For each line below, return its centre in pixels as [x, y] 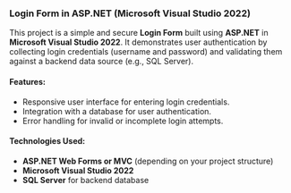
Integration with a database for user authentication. [117, 111]
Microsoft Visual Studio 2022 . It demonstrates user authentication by [138, 42]
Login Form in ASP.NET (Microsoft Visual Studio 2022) [130, 13]
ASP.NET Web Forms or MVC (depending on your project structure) [148, 161]
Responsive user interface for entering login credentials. [126, 102]
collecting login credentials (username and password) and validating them [146, 52]
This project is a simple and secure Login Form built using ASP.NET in [139, 33]
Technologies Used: [47, 141]
